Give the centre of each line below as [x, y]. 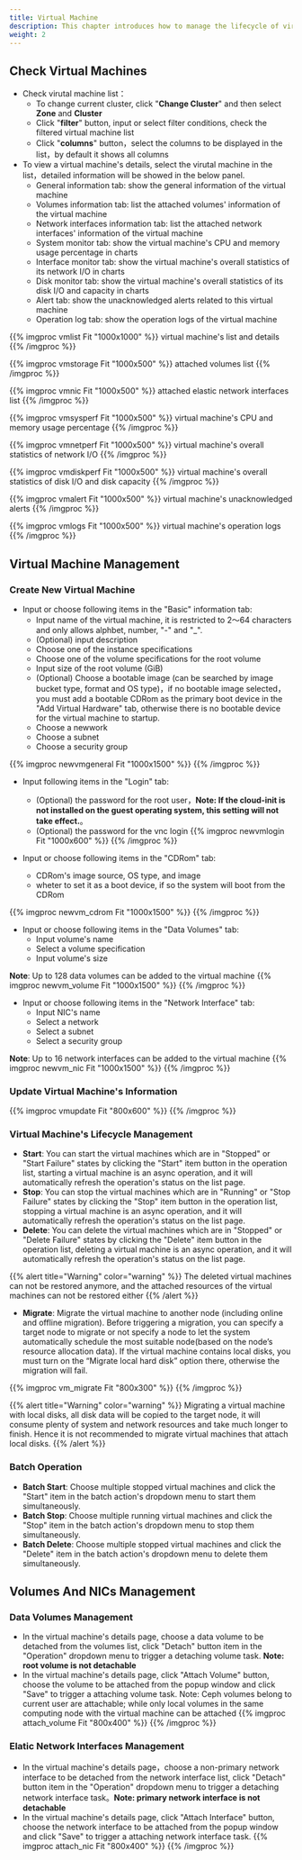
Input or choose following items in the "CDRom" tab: [119, 857]
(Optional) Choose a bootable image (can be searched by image [155, 677]
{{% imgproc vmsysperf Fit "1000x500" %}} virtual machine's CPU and [142, 418]
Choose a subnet [67, 737]
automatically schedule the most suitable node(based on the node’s [147, 1342]
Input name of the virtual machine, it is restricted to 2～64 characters [164, 620]
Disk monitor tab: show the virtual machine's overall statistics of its [160, 281]
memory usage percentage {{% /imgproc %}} [94, 428]
